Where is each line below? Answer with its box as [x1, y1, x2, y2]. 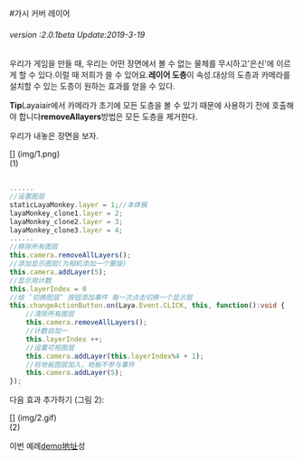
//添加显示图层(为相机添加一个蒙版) [9, 259, 127, 268]
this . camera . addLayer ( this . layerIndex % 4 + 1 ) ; [25, 352, 204, 361]
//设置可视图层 [25, 343, 75, 352]
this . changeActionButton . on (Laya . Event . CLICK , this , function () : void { [9, 301, 285, 310]
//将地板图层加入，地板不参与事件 [25, 360, 136, 369]
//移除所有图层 [9, 242, 59, 251]
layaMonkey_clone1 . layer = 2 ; [9, 209, 124, 218]
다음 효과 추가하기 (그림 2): [9, 394, 105, 405]
